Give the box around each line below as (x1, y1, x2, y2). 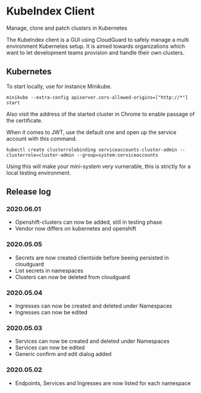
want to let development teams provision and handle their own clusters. (6, 49, 185, 56)
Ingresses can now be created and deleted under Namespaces (15, 302, 173, 310)
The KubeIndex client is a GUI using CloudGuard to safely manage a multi (6, 36, 189, 43)
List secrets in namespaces (15, 267, 84, 274)
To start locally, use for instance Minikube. (6, 82, 112, 90)
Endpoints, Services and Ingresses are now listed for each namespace (15, 379, 191, 386)
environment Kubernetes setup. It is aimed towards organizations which (6, 42, 185, 50)
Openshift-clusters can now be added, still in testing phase (15, 218, 162, 226)
